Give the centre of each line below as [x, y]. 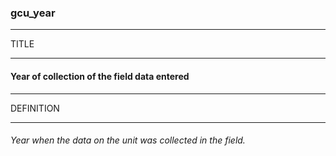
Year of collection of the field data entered [100, 76]
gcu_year [33, 13]
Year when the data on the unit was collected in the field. [128, 140]
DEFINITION [35, 108]
